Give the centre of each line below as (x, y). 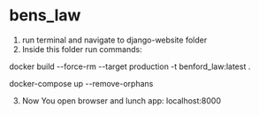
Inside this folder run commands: (82, 49)
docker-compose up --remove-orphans (81, 83)
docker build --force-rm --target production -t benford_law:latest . (130, 66)
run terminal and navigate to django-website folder (114, 40)
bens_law (45, 15)
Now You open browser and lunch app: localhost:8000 (122, 100)
